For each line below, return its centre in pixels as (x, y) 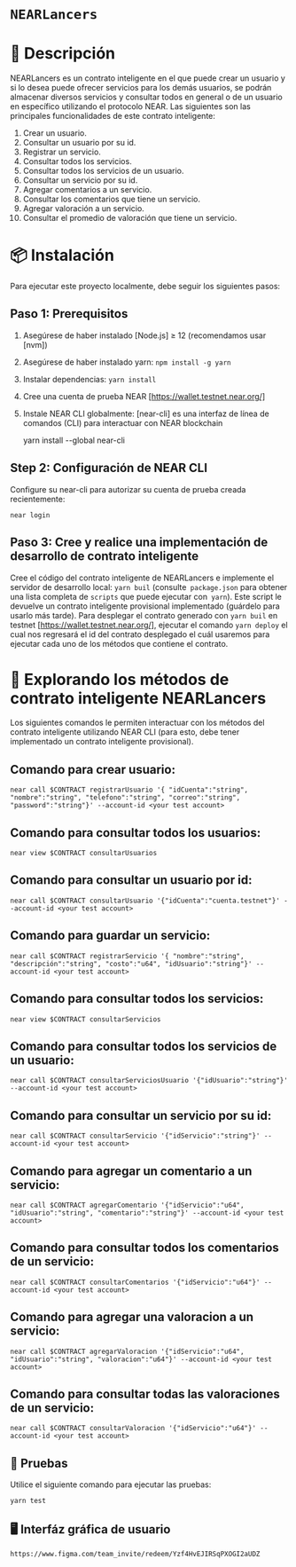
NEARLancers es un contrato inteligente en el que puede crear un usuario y (148, 78)
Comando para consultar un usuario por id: (131, 880)
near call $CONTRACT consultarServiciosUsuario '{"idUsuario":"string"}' (149, 1081)
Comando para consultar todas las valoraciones (145, 1394)
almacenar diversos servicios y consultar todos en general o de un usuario (146, 97)
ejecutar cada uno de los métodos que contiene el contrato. (119, 643)
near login (30, 515)
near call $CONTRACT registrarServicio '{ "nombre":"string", (127, 956)
